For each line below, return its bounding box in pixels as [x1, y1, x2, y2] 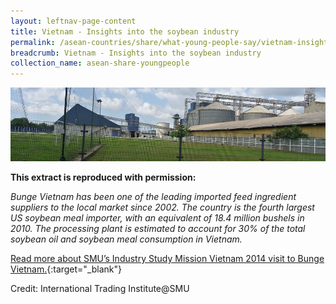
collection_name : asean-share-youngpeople [10, 58, 190, 69]
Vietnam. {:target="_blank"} [10, 263, 123, 275]
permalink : [10, 37, 56, 47]
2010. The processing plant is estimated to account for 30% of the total [10, 223, 306, 235]
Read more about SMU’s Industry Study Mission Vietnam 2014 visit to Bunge [10, 253, 325, 265]
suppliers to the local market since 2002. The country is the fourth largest [10, 201, 315, 214]
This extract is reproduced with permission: [10, 171, 197, 184]
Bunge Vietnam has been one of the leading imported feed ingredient [10, 191, 297, 203]
